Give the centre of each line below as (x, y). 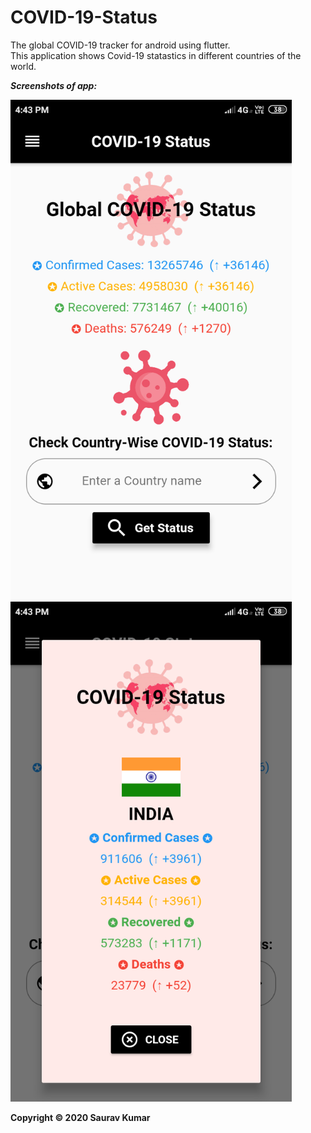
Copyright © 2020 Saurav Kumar (80, 1117)
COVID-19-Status (84, 17)
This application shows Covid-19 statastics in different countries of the (156, 55)
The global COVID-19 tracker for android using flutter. (120, 45)
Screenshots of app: (54, 85)
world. (23, 66)
